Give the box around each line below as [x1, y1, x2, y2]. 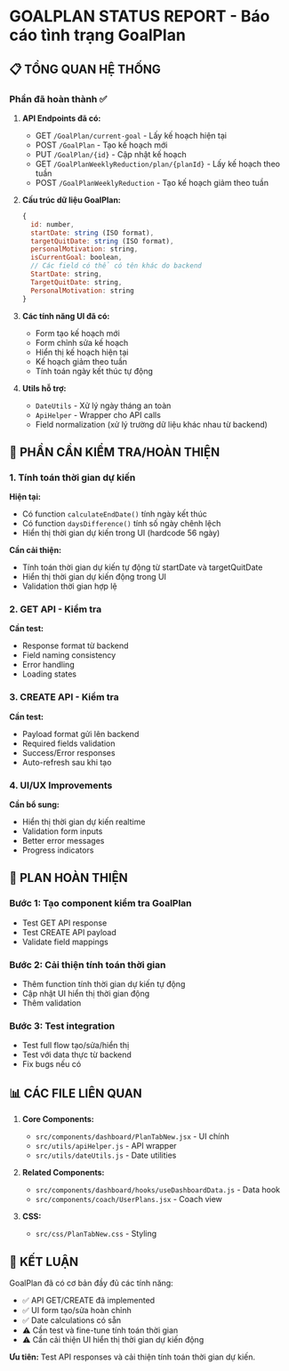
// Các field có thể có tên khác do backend [30, 261, 202, 270]
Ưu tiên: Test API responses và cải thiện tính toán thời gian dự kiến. [9, 1351, 256, 1362]
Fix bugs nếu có [21, 1059, 82, 1070]
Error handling [21, 660, 75, 670]
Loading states [21, 669, 77, 679]
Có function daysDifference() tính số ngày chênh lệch [21, 518, 221, 529]
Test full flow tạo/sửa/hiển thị [21, 1040, 130, 1051]
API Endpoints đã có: [21, 113, 101, 124]
